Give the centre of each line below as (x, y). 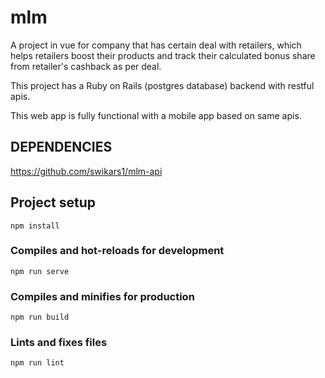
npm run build (40, 317)
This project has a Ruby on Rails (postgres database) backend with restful (162, 85)
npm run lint (37, 363)
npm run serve (40, 271)
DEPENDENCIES (61, 147)
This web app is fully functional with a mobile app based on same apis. (156, 115)
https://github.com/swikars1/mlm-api (86, 171)
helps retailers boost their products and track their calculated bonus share (163, 55)
